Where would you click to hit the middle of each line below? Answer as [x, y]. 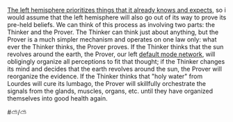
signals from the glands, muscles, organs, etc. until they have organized [110, 91]
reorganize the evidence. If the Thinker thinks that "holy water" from [105, 76]
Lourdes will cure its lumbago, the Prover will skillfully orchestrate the [107, 84]
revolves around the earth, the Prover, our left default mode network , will [111, 54]
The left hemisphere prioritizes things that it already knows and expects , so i [116, 10]
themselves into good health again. [57, 98]
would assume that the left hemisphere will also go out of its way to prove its [117, 17]
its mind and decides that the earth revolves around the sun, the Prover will [115, 69]
